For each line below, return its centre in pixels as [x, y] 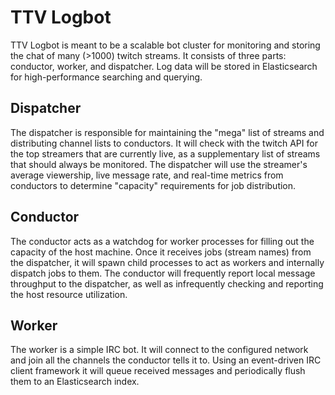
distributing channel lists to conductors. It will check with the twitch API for [164, 143]
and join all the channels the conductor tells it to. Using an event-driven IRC [166, 360]
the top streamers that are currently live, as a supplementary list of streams [165, 153]
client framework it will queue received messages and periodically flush [158, 371]
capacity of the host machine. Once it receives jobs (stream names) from [161, 252]
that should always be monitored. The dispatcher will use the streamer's [159, 164]
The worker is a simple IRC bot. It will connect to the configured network [159, 350]
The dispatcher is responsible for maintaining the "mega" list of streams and [167, 132]
